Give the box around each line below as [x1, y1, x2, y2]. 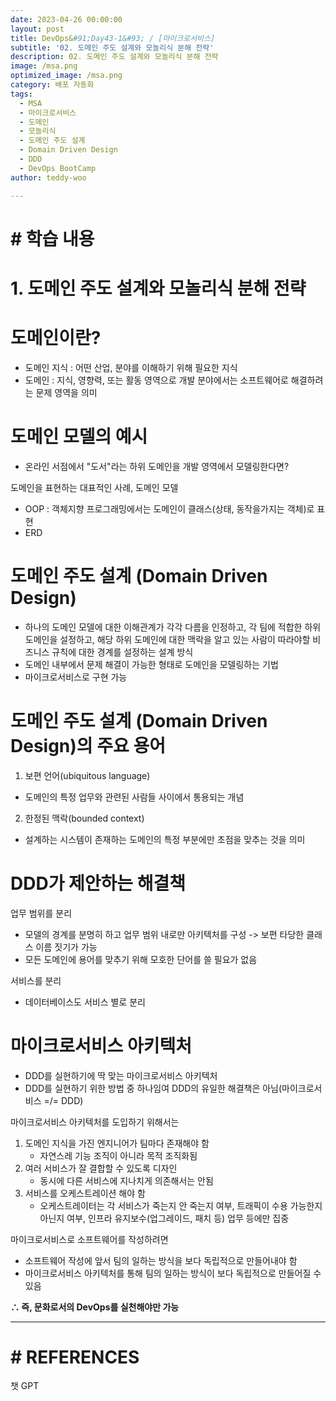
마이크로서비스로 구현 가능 [24, 671, 128, 683]
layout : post [10, 24, 65, 34]
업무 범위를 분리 [10, 907, 73, 919]
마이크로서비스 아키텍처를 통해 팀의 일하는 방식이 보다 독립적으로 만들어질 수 [24, 1267, 322, 1279]
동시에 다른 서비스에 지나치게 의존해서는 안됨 [39, 1174, 214, 1186]
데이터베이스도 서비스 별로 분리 [24, 996, 146, 1008]
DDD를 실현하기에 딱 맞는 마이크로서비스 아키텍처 [24, 1069, 218, 1081]
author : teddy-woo [10, 172, 87, 183]
